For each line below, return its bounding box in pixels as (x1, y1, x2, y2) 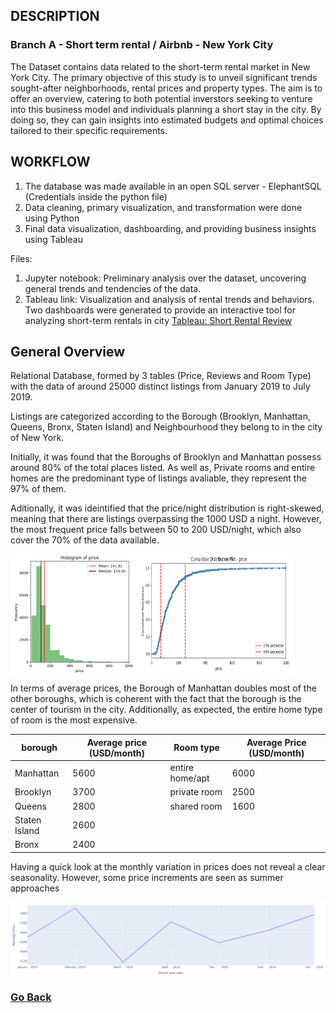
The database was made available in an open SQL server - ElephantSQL (24, 180, 322, 192)
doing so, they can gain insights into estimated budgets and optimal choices (10, 114, 324, 126)
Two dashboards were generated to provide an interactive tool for (24, 304, 296, 316)
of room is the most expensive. (10, 714, 138, 726)
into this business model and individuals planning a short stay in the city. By (10, 103, 322, 115)
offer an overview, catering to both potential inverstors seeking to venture (10, 92, 313, 104)
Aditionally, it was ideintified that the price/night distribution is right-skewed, (10, 502, 325, 514)
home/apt (169, 772, 210, 784)
